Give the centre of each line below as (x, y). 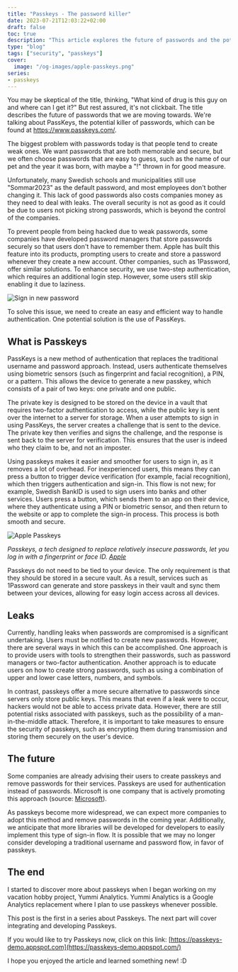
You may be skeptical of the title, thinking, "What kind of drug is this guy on (117, 100)
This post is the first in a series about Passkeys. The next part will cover (112, 918)
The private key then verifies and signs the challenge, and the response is (115, 432)
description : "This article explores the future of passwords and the (114, 40)
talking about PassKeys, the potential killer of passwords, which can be (111, 123)
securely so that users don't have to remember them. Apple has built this (113, 247)
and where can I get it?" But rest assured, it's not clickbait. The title (105, 108)
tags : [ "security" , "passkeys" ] (55, 54)
